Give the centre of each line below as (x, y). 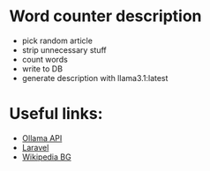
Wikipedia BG (47, 157)
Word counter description (105, 16)
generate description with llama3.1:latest (95, 78)
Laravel (35, 147)
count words (45, 59)
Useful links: (56, 114)
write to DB (42, 69)
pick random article (57, 41)
